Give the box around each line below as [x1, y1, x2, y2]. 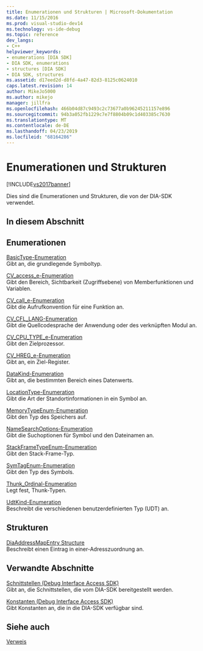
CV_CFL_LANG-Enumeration [6, 315, 78, 323]
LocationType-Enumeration [6, 389, 75, 396]
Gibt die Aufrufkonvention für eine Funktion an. [6, 303, 124, 311]
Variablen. [6, 285, 32, 292]
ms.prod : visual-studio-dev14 [6, 20, 84, 26]
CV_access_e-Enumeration [6, 272, 74, 279]
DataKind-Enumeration [6, 370, 64, 378]
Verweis [6, 638, 27, 645]
